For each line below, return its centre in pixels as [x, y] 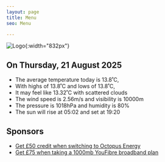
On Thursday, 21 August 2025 [64, 65]
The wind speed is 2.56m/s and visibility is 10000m [79, 99]
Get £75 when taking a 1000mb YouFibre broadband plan [87, 152]
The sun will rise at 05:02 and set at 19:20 [68, 112]
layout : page [23, 12]
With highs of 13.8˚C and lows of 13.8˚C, [65, 86]
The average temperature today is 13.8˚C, [67, 80]
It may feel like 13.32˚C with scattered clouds [71, 93]
